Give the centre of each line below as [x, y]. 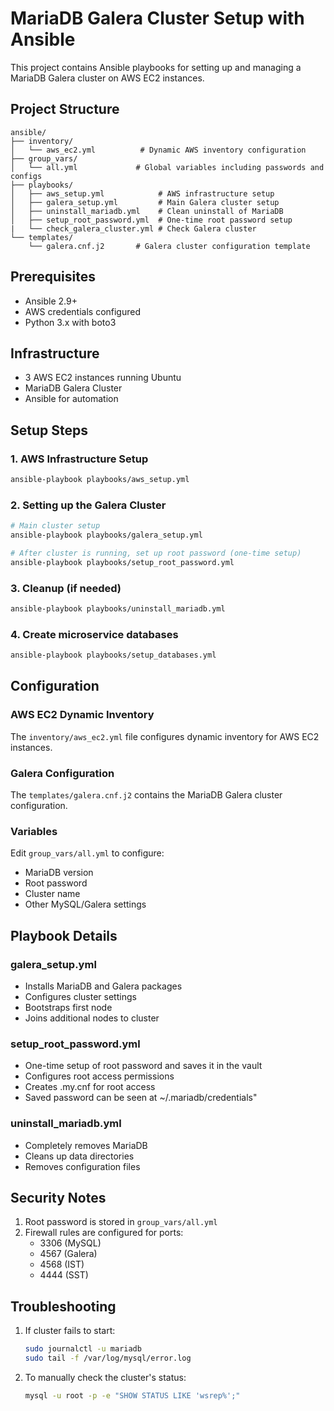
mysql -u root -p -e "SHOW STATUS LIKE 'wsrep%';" [132, 1396]
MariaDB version [59, 873]
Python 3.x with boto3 [70, 322]
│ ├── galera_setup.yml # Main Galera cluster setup [145, 202]
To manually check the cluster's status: [105, 1378]
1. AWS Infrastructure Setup [79, 459]
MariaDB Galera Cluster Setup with [157, 18]
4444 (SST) [64, 1275]
